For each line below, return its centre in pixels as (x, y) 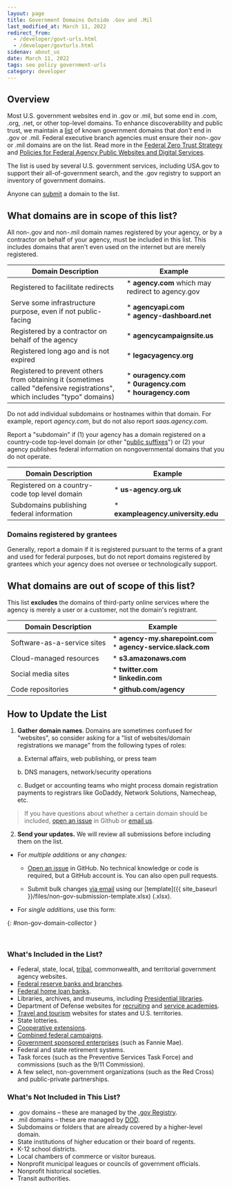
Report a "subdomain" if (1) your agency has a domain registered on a (106, 435)
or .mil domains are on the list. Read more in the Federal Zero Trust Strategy (115, 145)
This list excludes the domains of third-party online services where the (108, 603)
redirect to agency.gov (163, 292)
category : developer (37, 71)
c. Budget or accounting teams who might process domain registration (117, 786)
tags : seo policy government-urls (57, 65)
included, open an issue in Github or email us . (89, 821)
